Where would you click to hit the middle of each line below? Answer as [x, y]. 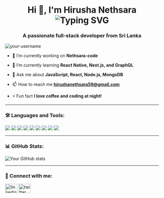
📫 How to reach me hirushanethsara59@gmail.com [66, 85]
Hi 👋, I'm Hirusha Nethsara [82, 10]
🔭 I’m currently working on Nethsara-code [55, 56]
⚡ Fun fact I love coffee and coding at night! [57, 96]
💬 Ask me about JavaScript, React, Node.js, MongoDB [68, 75]
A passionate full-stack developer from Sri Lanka [82, 36]
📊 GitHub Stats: [24, 146]
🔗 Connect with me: [29, 176]
